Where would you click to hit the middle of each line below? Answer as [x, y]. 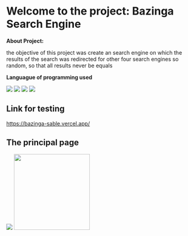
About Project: [25, 41]
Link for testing [35, 109]
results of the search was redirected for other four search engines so [92, 59]
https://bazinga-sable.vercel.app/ [48, 123]
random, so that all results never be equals [59, 66]
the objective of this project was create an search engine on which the [94, 52]
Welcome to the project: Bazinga [90, 11]
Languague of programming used [49, 77]
